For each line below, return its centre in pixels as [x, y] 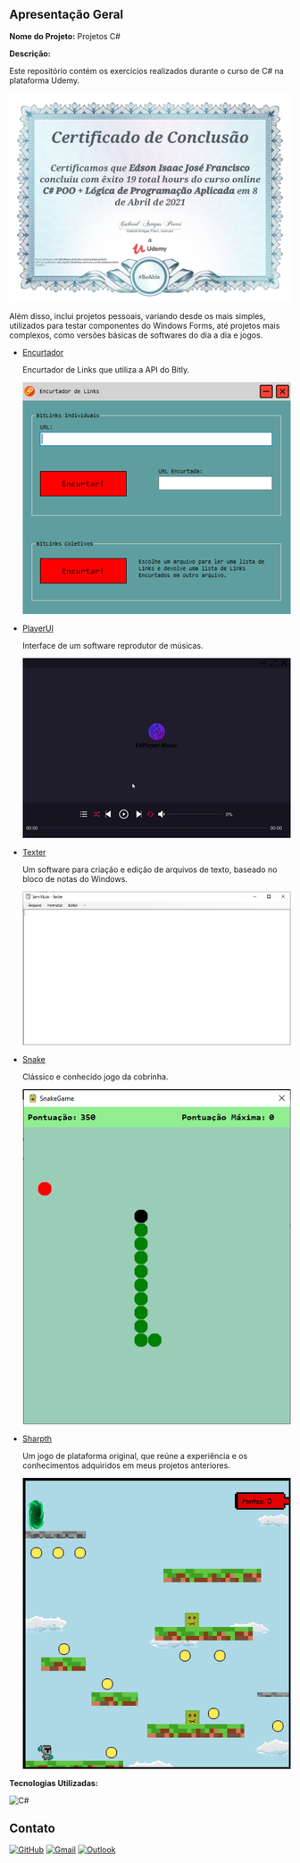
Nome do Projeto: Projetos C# [65, 36]
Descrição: [30, 54]
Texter [34, 852]
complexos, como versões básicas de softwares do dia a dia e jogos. [136, 335]
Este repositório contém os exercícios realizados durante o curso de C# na [146, 71]
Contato [32, 1828]
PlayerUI [37, 628]
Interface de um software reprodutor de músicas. [112, 645]
